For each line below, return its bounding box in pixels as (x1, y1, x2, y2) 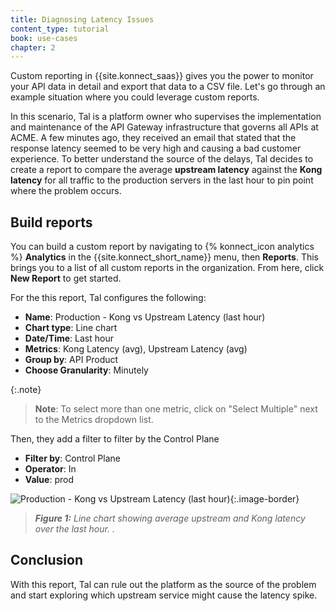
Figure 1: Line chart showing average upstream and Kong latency (34, 512, 306, 525)
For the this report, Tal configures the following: (10, 292, 207, 304)
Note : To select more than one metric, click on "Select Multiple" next (34, 403, 318, 415)
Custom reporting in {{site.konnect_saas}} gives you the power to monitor (10, 70, 314, 82)
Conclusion (10, 552, 84, 569)
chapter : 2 (10, 42, 56, 53)
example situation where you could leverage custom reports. (10, 91, 260, 103)
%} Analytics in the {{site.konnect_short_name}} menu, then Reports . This (10, 251, 319, 263)
